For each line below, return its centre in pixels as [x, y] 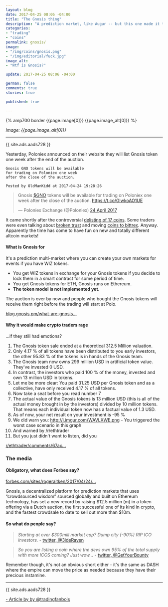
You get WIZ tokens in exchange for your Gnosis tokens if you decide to [86, 273]
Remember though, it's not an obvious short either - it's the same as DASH [82, 565]
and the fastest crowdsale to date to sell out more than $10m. [69, 512]
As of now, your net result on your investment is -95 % [69, 414]
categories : [18, 28]
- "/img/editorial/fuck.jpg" [36, 56]
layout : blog [19, 10]
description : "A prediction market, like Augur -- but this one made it [83, 24]
